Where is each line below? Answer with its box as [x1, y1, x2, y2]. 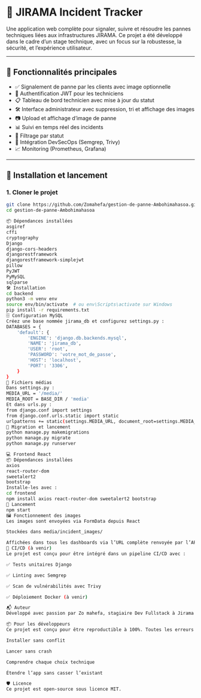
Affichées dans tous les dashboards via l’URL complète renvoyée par [6, 539, 184, 546]
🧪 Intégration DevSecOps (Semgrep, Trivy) [14, 138, 121, 145]
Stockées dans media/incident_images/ [6, 529, 103, 535]
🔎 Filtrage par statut [14, 132, 64, 139]
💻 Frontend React [6, 452, 51, 458]
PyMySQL [6, 273, 26, 280]
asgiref [6, 224, 26, 230]
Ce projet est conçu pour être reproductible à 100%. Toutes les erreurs [6, 627, 194, 633]
